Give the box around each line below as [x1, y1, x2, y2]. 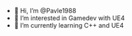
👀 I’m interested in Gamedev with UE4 [13, 14, 126, 22]
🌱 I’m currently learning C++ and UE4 [13, 21, 124, 29]
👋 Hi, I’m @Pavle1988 [13, 7, 77, 15]
